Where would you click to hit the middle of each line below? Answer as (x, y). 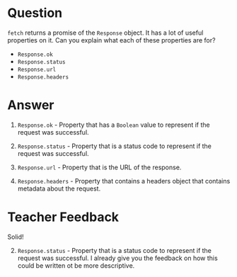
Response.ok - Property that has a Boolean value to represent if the (114, 125)
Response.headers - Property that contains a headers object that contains (124, 181)
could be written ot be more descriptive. (76, 265)
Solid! (16, 237)
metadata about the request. (59, 188)
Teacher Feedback (63, 217)
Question (35, 13)
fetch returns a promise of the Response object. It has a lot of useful (105, 33)
